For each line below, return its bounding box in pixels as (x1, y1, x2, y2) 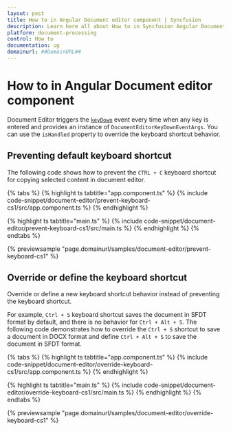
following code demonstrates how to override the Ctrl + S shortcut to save (7, 325, 221, 333)
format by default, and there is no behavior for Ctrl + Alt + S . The (7, 318, 197, 327)
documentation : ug (7, 42, 60, 49)
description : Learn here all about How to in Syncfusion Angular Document (7, 23, 226, 30)
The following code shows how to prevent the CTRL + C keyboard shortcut (7, 168, 217, 176)
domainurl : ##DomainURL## (7, 49, 81, 56)
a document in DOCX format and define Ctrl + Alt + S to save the (7, 333, 197, 341)
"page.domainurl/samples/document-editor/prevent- (61, 245, 212, 253)
